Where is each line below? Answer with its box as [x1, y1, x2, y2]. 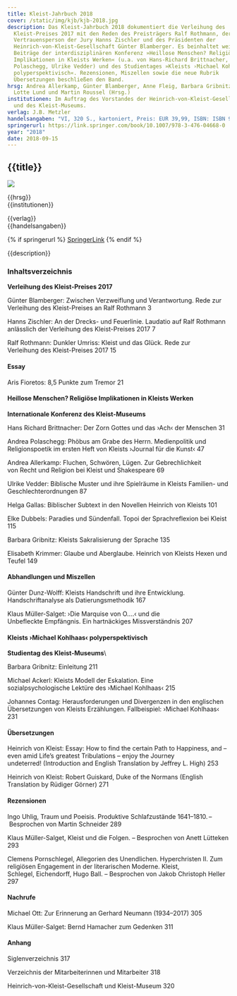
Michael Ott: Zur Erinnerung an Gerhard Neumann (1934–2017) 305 [7, 909, 202, 917]
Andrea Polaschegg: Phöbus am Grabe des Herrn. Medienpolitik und [7, 437, 207, 445]
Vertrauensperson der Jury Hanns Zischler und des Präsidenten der [13, 37, 217, 44]
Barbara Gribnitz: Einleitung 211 [7, 662, 98, 671]
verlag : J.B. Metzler [7, 109, 71, 116]
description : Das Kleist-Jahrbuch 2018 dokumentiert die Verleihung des [7, 23, 226, 30]
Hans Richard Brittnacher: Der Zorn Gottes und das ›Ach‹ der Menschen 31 [7, 423, 225, 432]
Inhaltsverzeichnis [7, 266, 73, 276]
